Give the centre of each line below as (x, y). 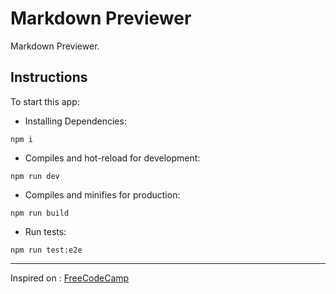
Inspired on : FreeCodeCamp (70, 278)
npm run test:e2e (46, 250)
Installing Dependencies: (75, 121)
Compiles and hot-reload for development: (112, 158)
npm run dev (35, 176)
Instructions (49, 77)
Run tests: (45, 231)
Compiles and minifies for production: (102, 194)
